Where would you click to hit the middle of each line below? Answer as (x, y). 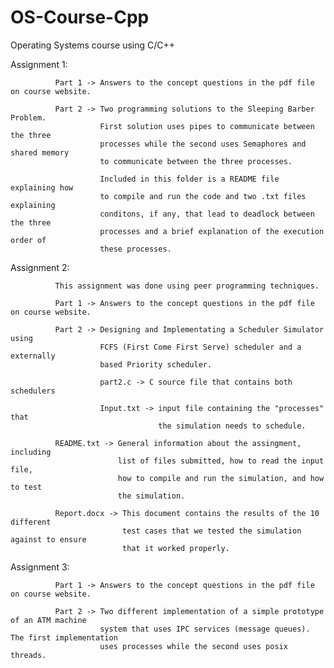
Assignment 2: (40, 267)
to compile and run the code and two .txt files (203, 196)
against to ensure (48, 539)
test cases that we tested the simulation (211, 531)
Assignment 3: (40, 567)
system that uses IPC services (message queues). (205, 629)
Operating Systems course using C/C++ (93, 45)
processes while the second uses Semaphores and (203, 144)
